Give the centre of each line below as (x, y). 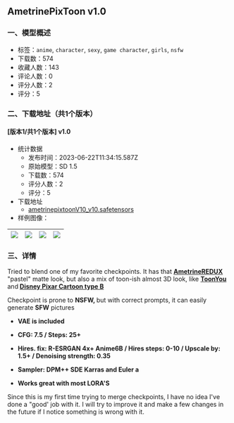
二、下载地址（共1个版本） (52, 113)
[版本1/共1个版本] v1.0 (39, 132)
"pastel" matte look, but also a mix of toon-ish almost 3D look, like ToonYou (117, 279)
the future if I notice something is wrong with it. (76, 412)
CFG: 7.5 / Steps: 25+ (49, 335)
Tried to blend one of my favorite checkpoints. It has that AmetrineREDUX (115, 272)
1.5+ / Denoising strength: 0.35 (64, 356)
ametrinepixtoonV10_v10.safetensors (81, 209)
